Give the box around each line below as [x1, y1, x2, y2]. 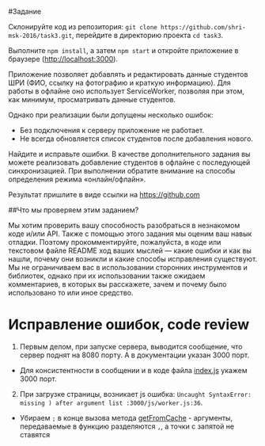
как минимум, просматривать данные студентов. [8, 95, 176, 104]
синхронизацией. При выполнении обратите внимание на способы [8, 166, 236, 175]
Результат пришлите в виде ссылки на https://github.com [8, 190, 200, 199]
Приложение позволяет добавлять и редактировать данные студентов [8, 70, 248, 78]
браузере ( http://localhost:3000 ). [8, 55, 119, 63]
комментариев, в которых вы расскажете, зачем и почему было [8, 280, 227, 288]
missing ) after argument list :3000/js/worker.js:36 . [19, 398, 203, 407]
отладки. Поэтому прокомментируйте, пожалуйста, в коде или [8, 238, 221, 246]
